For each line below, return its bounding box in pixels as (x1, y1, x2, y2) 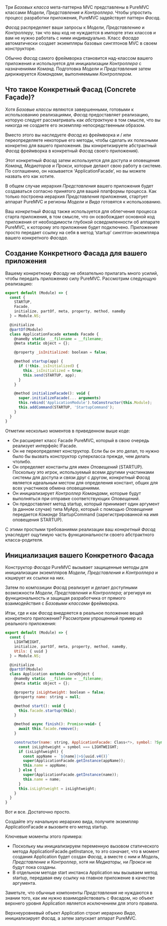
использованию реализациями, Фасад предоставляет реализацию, (5, 111, 150, 117)
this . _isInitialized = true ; (23, 368, 83, 373)
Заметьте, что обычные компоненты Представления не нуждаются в (5, 890, 153, 896)
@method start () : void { (14, 703, 66, 708)
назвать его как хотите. (5, 173, 55, 179)
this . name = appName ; (23, 763, 68, 768)
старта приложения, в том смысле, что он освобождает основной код (5, 213, 155, 219)
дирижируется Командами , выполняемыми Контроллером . (5, 71, 133, 77)
